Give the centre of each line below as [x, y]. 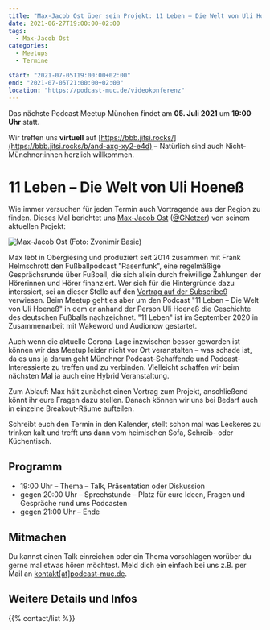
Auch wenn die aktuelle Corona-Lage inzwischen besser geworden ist [125, 342]
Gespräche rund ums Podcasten [74, 504]
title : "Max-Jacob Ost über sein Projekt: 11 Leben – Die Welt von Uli [131, 16]
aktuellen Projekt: [37, 226]
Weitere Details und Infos [73, 599]
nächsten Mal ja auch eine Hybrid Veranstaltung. [89, 376]
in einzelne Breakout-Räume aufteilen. [72, 408]
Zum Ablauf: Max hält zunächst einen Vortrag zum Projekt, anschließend [128, 392]
